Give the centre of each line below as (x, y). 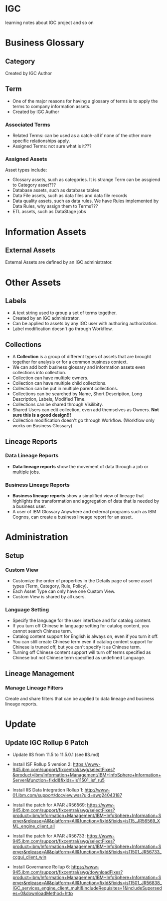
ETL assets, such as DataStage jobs (49, 212)
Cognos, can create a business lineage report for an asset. (73, 517)
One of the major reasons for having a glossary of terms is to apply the (85, 101)
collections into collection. (39, 373)
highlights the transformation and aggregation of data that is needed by (86, 501)
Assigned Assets (26, 159)
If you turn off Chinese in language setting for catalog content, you (81, 626)
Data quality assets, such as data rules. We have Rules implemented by (85, 201)
